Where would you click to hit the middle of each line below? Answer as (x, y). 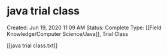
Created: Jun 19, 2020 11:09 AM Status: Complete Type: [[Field (84, 27)
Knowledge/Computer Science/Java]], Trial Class (67, 33)
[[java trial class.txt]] (32, 45)
